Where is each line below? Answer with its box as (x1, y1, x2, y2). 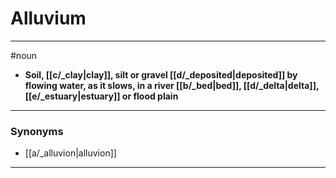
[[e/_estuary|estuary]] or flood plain (24, 90, 179, 102)
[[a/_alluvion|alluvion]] (24, 147, 117, 159)
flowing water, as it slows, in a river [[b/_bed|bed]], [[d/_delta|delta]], (24, 79, 320, 91)
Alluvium (10, 7, 87, 30)
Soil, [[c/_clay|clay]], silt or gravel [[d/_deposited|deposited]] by (24, 68, 298, 81)
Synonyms (10, 124, 64, 138)
